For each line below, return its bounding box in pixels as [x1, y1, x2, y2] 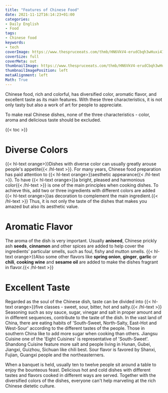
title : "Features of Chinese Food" [5, 7, 79, 13]
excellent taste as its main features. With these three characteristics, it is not [5, 96, 162, 102]
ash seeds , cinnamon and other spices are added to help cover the [5, 243, 144, 249]
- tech [5, 45, 19, 50]
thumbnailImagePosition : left [5, 68, 68, 73]
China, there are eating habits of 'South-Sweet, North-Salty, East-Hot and [5, 320, 157, 326]
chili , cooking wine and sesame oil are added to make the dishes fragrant [5, 259, 158, 265]
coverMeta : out [5, 59, 37, 64]
